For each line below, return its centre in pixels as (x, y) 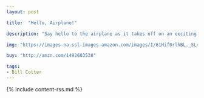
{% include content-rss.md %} (45, 89)
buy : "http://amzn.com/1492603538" (51, 56)
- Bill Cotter (24, 72)
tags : (13, 67)
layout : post (23, 12)
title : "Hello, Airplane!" (42, 23)
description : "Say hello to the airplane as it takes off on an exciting (102, 34)
